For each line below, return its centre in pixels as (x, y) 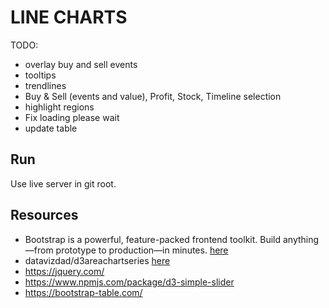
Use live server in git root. (63, 183)
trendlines (45, 85)
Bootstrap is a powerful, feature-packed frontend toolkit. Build (153, 239)
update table (51, 128)
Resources (44, 215)
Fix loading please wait (72, 117)
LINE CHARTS (69, 17)
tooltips (40, 75)
